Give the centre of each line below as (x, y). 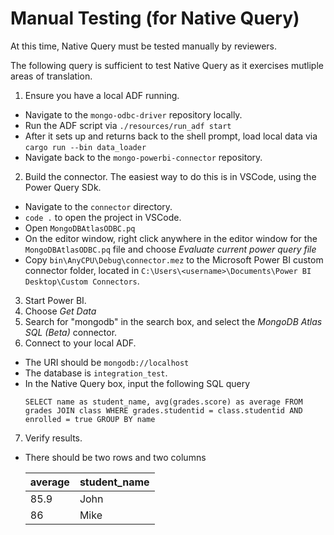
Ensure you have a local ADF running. (102, 95)
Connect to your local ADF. (80, 343)
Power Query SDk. (63, 187)
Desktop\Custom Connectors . (82, 281)
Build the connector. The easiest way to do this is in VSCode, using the (170, 176)
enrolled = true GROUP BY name (90, 419)
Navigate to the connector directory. (98, 206)
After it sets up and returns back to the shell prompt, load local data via (171, 136)
